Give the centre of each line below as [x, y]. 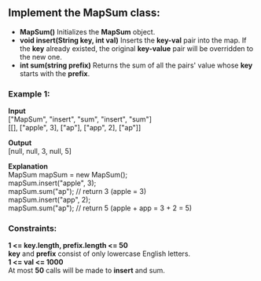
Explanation [28, 166]
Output [20, 143]
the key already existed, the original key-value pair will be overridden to [136, 48]
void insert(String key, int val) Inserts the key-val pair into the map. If [133, 40]
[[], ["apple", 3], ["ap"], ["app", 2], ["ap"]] [75, 128]
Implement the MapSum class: [84, 13]
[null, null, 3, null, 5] [40, 151]
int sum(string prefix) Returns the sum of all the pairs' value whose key [136, 65]
